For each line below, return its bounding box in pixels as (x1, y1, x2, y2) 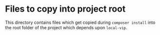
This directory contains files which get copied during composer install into (5, 19, 156, 25)
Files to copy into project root (5, 3, 125, 15)
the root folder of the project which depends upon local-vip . (5, 24, 127, 30)
